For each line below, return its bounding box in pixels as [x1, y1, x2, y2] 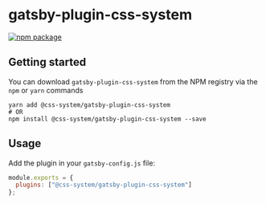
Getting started [8, 55, 87, 69]
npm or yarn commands [8, 85, 84, 95]
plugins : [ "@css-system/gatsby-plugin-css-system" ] [15, 181, 193, 190]
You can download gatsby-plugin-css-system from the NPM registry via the [8, 76, 259, 86]
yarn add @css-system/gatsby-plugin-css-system [8, 100, 171, 109]
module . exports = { [8, 173, 74, 182]
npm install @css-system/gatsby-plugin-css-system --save [8, 115, 207, 123]
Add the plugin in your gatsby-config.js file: [8, 158, 155, 168]
